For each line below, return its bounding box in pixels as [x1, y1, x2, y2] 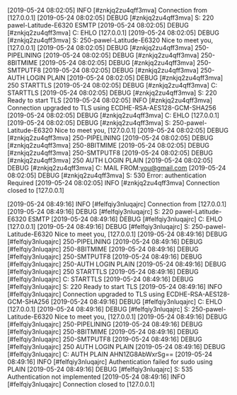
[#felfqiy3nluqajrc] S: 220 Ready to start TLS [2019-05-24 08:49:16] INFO [7, 283, 223, 290]
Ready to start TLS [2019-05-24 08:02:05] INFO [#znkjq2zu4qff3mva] [7, 96, 213, 105]
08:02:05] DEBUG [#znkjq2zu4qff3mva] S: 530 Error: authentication [7, 171, 207, 179]
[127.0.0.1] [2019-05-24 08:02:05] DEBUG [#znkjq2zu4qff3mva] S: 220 [7, 13, 214, 22]
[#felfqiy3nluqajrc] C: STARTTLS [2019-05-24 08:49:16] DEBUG [7, 275, 194, 283]
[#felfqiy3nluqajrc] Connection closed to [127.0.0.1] [7, 380, 156, 388]
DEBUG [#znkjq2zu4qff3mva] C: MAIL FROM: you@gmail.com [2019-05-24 [7, 164, 226, 172]
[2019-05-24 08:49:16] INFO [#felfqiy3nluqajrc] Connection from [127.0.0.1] [7, 200, 227, 208]
